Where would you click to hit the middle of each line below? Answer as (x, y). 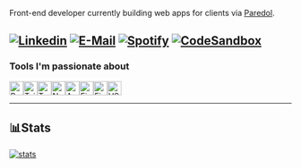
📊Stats (30, 128)
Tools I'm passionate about (69, 66)
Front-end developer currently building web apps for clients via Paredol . (142, 13)
